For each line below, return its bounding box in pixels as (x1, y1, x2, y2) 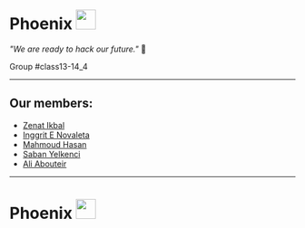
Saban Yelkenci (22, 148, 81, 159)
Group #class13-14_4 (9, 61, 88, 71)
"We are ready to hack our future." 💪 (9, 43, 147, 54)
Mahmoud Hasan (22, 138, 87, 149)
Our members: (9, 96, 93, 111)
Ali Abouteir (22, 158, 67, 169)
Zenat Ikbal (22, 119, 65, 130)
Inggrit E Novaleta (22, 129, 91, 140)
